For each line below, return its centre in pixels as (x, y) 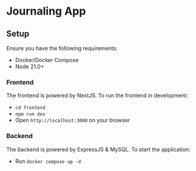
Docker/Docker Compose (47, 60)
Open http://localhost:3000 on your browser (73, 120)
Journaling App (46, 11)
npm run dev (30, 114)
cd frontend (30, 108)
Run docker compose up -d (48, 161)
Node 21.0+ (29, 66)
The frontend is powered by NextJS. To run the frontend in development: (97, 96)
